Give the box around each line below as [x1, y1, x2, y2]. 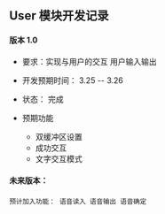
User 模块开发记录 [9, 8, 109, 24]
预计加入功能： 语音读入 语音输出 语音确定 [9, 197, 147, 206]
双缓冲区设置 [35, 131, 82, 141]
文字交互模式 [35, 153, 82, 164]
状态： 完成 [21, 94, 64, 104]
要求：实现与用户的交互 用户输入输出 [21, 56, 157, 66]
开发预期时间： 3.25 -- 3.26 [21, 74, 124, 86]
